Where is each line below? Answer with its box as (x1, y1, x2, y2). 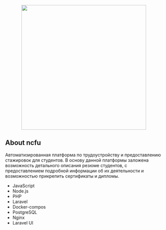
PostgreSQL (12, 209, 37, 215)
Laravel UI (12, 220, 33, 226)
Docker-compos (12, 204, 46, 210)
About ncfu (5, 139, 41, 147)
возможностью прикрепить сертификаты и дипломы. (5, 173, 120, 179)
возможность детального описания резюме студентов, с (5, 162, 127, 168)
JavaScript (12, 183, 35, 189)
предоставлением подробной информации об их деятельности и (5, 168, 144, 174)
